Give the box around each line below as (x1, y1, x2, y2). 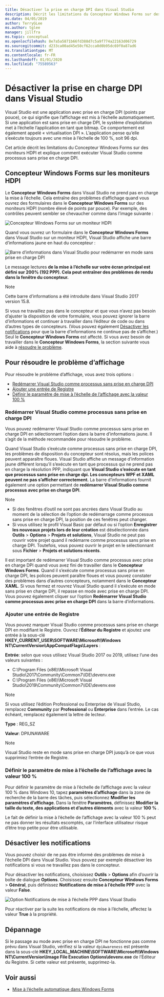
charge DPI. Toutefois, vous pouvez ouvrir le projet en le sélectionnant (12, 542, 154, 548)
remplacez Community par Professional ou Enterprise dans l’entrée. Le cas (5, 706, 159, 712)
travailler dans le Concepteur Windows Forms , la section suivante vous (5, 339, 150, 345)
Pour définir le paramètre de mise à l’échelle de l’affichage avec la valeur (5, 784, 151, 790)
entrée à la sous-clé (5, 632, 45, 638)
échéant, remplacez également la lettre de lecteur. (5, 712, 106, 718)
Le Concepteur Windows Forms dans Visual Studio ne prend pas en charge (5, 190, 159, 195)
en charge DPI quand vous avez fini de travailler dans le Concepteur (5, 562, 143, 568)
